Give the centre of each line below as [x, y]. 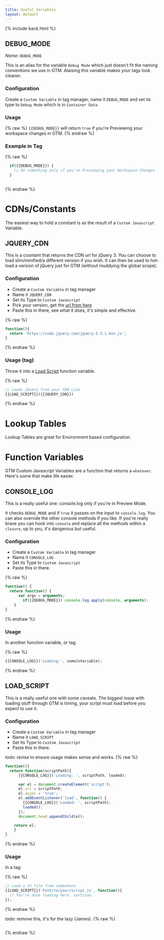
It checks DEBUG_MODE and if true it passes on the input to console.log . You [80, 513]
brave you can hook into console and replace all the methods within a [75, 524]
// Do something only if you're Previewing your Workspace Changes [84, 171]
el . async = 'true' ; [38, 793]
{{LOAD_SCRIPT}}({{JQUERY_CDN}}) [39, 394]
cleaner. [13, 76]
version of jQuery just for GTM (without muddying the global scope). [88, 266]
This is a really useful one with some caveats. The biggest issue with [75, 698]
